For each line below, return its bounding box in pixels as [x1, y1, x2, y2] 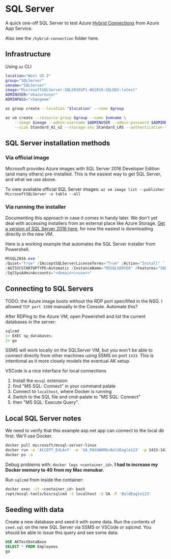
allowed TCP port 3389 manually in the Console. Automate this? [5, 303, 138, 309]
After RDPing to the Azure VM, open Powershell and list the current [5, 313, 146, 319]
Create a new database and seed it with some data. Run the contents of [5, 519, 156, 525]
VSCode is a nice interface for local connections [5, 368, 107, 374]
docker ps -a [5, 452, 33, 457]
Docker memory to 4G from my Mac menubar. [5, 466, 104, 473]
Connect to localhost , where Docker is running [12, 389, 112, 395]
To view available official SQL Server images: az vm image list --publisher [5, 186, 165, 192]
